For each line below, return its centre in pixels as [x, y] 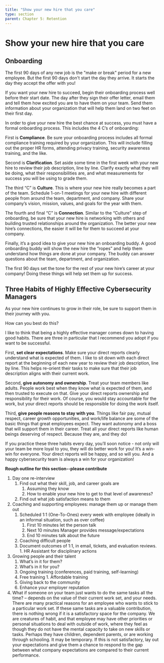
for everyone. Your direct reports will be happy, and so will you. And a [84, 454]
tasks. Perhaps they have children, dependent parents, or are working [82, 635]
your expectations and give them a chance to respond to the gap [77, 645]
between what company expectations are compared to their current [81, 650]
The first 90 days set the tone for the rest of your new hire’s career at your [80, 269]
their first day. [19, 114]
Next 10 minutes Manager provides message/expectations [85, 530]
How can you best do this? [32, 323]
